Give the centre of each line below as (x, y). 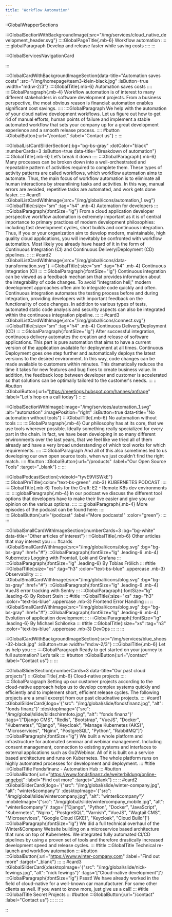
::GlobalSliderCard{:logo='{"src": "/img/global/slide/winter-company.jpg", (83, 785)
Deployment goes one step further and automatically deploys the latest (80, 353)
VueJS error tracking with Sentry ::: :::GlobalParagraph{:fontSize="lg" (79, 590)
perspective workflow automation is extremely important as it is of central (83, 216)
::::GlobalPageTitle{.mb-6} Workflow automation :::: (112, 40)
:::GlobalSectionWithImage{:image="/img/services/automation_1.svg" (78, 407)
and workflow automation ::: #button (59, 851)
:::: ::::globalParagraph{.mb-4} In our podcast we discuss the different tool (84, 493)
